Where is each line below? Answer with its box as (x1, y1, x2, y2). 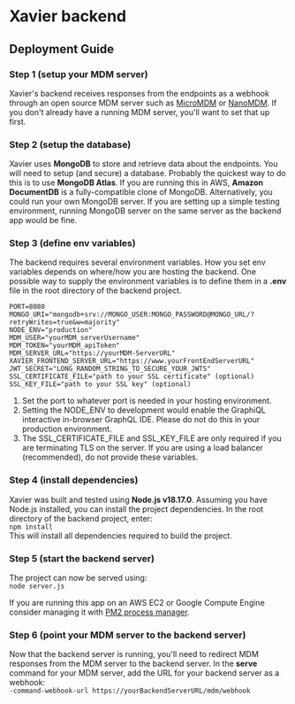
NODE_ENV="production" (9, 326, 93, 335)
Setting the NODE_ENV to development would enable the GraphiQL (21, 405, 267, 415)
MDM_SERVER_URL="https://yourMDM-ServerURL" (9, 349, 176, 358)
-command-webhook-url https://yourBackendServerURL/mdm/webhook (9, 686, 251, 696)
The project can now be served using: (9, 573, 147, 584)
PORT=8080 (9, 303, 46, 312)
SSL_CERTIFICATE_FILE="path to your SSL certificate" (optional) (9, 372, 254, 382)
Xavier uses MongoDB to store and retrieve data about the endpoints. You (9, 159, 278, 169)
